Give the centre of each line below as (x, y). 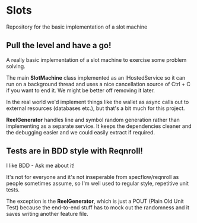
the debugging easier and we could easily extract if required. (81, 132)
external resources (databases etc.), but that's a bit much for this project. (96, 108)
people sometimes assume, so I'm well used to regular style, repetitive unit (97, 183)
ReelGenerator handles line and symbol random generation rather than (93, 120)
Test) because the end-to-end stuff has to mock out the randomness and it (98, 207)
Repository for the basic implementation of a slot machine (77, 27)
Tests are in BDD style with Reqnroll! (75, 151)
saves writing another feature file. (47, 213)
